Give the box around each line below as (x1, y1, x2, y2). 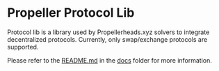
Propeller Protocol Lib (7, 5, 135, 21)
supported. (7, 42, 39, 51)
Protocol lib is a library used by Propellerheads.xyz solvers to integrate (7, 28, 210, 36)
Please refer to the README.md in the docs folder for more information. (7, 56, 212, 64)
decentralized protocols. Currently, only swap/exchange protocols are (7, 35, 208, 43)
